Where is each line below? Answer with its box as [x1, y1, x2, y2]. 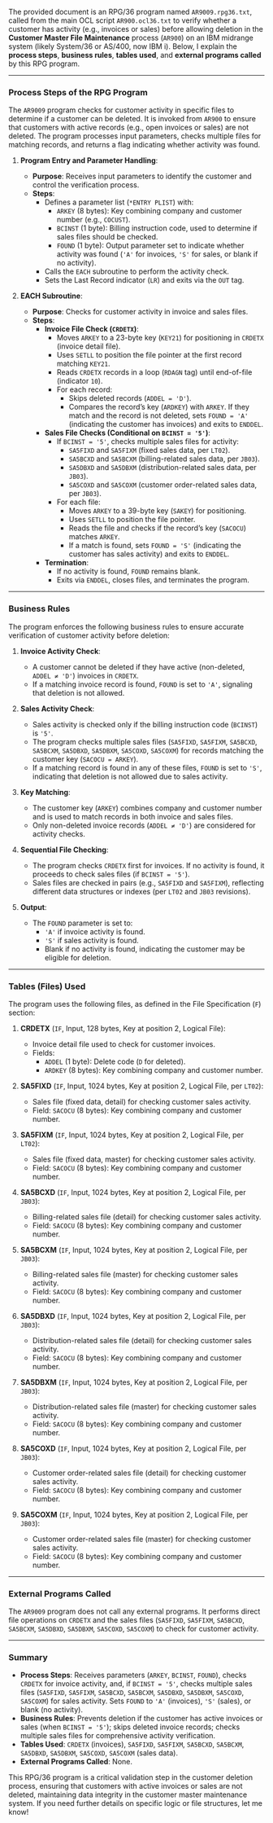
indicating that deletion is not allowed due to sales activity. [32, 771, 228, 781]
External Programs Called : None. [19, 1757, 132, 1767]
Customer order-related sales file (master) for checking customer [32, 1534, 252, 1544]
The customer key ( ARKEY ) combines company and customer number [32, 802, 262, 813]
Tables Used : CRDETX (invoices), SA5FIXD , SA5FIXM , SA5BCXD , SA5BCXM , [19, 1739, 245, 1750]
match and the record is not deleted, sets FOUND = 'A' [68, 411, 249, 420]
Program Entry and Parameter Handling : [19, 156, 158, 165]
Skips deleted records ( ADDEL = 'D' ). [68, 393, 192, 403]
